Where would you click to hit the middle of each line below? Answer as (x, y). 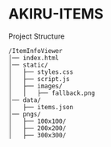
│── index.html (34, 58)
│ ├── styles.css (41, 72)
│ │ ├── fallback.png (51, 93)
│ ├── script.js (39, 79)
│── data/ (25, 100)
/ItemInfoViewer (35, 51)
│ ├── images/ (35, 86)
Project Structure (37, 36)
